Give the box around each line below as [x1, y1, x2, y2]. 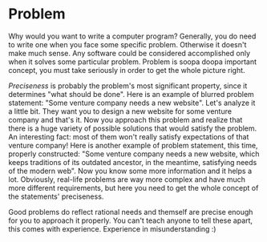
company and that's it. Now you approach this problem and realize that [8, 115, 243, 124]
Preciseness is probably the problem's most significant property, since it [8, 81, 248, 91]
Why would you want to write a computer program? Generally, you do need [8, 31, 257, 41]
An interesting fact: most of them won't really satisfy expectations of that [8, 131, 249, 141]
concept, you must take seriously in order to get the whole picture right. [8, 65, 246, 75]
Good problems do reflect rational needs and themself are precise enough [8, 207, 253, 216]
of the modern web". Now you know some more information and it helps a [8, 166, 253, 175]
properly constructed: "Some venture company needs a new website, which [8, 149, 260, 159]
